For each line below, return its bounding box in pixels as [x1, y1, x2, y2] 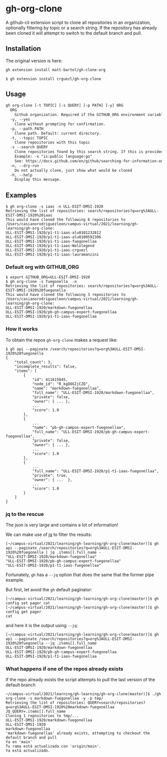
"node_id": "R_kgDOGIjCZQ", [32, 381, 91, 386]
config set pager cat [5, 601, 51, 606]
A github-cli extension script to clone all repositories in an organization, [5, 19, 151, 25]
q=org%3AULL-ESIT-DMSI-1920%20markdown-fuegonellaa [5, 705, 114, 710]
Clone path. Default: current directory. [14, 130, 101, 136]
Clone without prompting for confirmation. [14, 122, 106, 126]
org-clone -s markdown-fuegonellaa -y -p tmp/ [5, 696, 104, 701]
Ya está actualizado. [5, 748, 51, 754]
